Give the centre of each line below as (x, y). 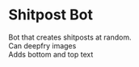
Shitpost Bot (51, 15)
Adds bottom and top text (51, 54)
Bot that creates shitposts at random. (70, 37)
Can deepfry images (42, 45)
